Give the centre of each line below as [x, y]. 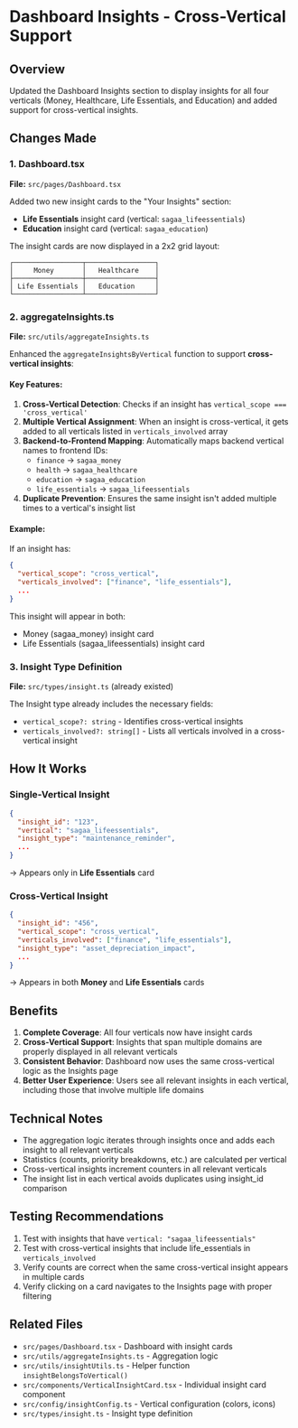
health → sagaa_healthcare [87, 470]
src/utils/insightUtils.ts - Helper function [106, 1365]
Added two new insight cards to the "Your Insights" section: [121, 201]
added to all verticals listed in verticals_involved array [125, 432]
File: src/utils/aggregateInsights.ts [79, 336]
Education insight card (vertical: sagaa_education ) [116, 229]
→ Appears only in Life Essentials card [82, 873]
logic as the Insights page [70, 1071]
